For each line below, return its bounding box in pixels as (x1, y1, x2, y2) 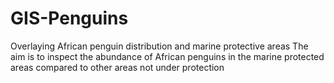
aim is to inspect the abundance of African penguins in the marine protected (10, 50, 325, 62)
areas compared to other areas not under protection (10, 61, 225, 73)
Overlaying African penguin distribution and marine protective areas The (10, 40, 309, 52)
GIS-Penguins (10, 7, 129, 30)
